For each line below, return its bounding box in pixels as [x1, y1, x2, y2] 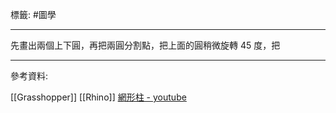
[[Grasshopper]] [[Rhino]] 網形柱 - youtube [10, 91, 187, 103]
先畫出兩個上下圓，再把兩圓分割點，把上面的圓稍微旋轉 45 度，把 [10, 39, 281, 51]
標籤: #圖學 [10, 9, 57, 20]
